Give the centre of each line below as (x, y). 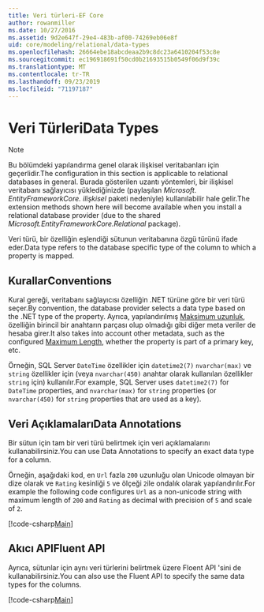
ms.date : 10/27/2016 (42, 30)
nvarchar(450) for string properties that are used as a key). (105, 399)
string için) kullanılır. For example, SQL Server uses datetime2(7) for (119, 382)
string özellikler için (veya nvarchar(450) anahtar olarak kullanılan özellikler (131, 374)
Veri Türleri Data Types (84, 128)
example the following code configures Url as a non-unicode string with (125, 491)
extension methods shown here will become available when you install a (125, 207)
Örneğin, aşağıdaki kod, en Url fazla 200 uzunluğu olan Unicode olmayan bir (131, 475)
